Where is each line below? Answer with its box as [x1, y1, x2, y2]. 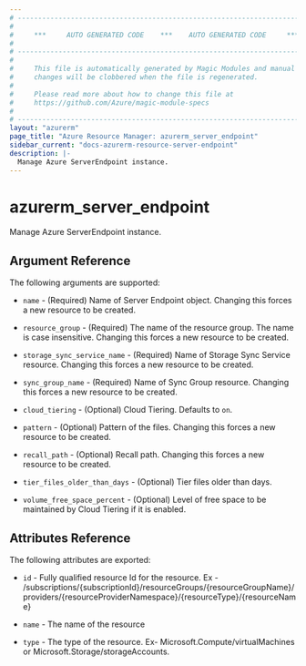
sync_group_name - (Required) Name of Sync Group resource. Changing [22, 377, 290, 388]
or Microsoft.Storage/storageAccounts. [22, 646, 170, 657]
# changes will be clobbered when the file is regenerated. [9, 73, 259, 82]
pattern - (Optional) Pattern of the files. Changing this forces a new [22, 422, 276, 433]
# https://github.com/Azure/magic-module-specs [9, 97, 209, 108]
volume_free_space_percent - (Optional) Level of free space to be [22, 494, 267, 506]
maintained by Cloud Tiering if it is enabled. [22, 504, 187, 515]
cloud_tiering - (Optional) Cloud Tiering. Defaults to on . [22, 405, 233, 415]
